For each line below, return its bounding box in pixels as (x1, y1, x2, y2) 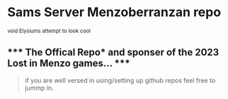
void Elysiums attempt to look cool (7, 27, 91, 34)
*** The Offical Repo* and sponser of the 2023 (7, 46, 220, 58)
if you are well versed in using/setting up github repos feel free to (24, 76, 216, 84)
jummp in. (24, 84, 55, 92)
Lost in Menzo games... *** (7, 58, 131, 70)
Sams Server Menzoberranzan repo (7, 4, 222, 20)
